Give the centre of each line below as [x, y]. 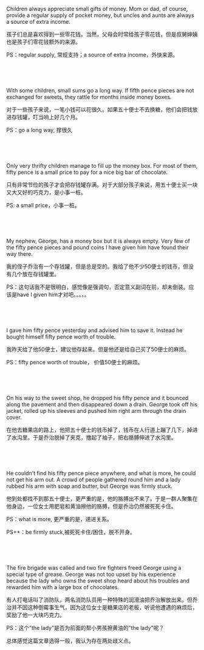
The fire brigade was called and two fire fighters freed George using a [94, 568]
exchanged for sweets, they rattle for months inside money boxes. [89, 97]
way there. [20, 254]
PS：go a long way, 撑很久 [39, 130]
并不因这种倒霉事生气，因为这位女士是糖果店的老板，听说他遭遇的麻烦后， [104, 607]
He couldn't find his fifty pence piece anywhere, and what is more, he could [101, 473]
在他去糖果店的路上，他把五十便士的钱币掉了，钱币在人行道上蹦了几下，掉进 [102, 430]
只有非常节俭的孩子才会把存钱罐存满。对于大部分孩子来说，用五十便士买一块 [102, 185]
